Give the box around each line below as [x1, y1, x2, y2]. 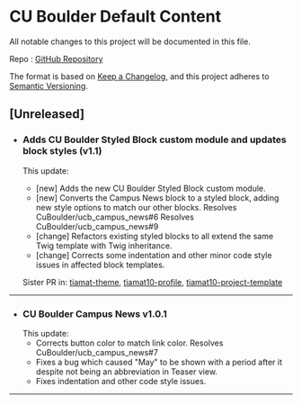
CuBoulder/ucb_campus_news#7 [35, 346, 159, 357]
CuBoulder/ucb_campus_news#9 [35, 220, 159, 231]
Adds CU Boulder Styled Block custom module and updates [22, 133, 287, 146]
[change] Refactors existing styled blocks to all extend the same [35, 230, 274, 241]
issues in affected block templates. [35, 259, 165, 270]
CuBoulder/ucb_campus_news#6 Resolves [35, 211, 195, 222]
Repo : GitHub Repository [9, 53, 103, 64]
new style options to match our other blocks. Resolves [35, 202, 237, 212]
